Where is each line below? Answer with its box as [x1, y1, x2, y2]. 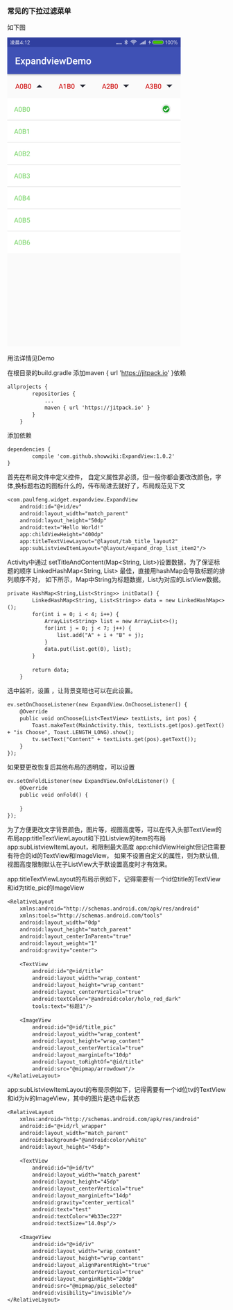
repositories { [32, 390, 76, 397]
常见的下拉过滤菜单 [7, 6, 71, 15]
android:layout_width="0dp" [19, 919, 101, 927]
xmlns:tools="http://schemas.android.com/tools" [19, 912, 163, 920]
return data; [32, 667, 70, 674]
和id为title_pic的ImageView [7, 884, 85, 892]
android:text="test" [32, 1207, 92, 1213]
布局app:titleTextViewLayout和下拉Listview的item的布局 [7, 834, 166, 843]
